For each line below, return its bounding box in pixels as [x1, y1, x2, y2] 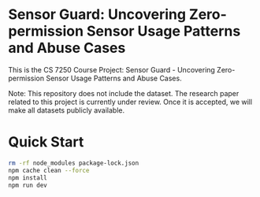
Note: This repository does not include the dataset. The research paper [8, 88, 240, 98]
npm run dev [8, 181, 47, 189]
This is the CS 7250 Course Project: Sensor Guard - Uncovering [8, 65, 215, 74]
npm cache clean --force [8, 166, 90, 174]
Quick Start [8, 133, 84, 151]
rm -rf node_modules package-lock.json [8, 159, 139, 167]
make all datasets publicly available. [8, 105, 125, 115]
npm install [8, 173, 47, 182]
